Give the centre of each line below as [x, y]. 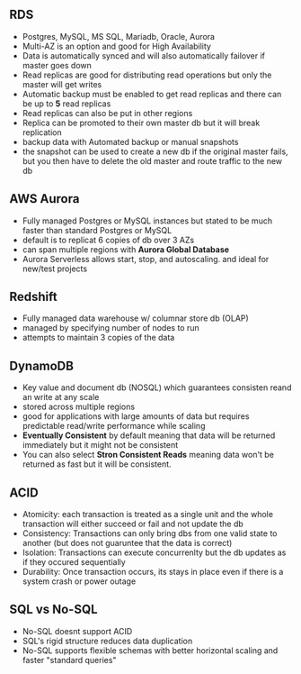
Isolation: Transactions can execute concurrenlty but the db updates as [154, 552]
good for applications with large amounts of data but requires [136, 416]
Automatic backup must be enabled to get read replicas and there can [152, 94]
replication [42, 132]
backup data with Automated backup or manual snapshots [130, 141]
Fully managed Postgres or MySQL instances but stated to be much [147, 221]
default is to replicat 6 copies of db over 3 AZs [108, 240]
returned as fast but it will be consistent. [97, 464]
